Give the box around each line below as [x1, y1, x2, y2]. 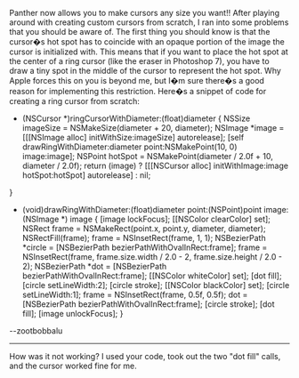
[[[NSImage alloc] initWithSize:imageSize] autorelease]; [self [21, 133, 245, 142]
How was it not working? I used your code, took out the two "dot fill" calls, [9, 351, 281, 361]
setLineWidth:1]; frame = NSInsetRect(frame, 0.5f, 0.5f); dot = [21, 289, 248, 300]
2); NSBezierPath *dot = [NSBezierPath [21, 261, 167, 271]
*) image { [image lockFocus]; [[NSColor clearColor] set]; [61, 213, 271, 224]
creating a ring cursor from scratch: [9, 96, 140, 106]
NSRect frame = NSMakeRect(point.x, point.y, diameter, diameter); [21, 223, 266, 234]
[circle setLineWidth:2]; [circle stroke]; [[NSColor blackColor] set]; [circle [21, 280, 290, 290]
